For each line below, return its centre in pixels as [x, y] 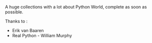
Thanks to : [16, 21]
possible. [14, 12]
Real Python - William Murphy [42, 36]
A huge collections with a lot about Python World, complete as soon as [76, 7]
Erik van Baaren [28, 30]
